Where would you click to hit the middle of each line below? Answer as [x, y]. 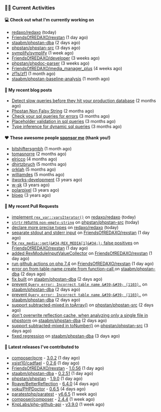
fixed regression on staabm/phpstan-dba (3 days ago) [66, 336]
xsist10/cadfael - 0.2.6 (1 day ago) [45, 363]
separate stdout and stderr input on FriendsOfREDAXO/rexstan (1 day [80, 233]
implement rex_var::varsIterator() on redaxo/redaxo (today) [74, 217]
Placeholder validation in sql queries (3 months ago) [64, 122]
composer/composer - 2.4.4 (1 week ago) [53, 399]
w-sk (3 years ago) [31, 185]
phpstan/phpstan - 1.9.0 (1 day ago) [47, 378]
